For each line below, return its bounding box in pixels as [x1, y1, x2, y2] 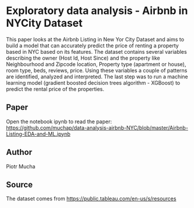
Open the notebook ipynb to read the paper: [6, 118, 112, 125]
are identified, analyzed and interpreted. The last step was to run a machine [6, 73, 188, 80]
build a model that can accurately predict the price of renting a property [6, 42, 179, 49]
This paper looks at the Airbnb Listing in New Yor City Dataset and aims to [6, 36, 185, 43]
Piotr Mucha [6, 162, 36, 170]
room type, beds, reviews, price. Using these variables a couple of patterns [6, 67, 188, 74]
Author [6, 147, 32, 157]
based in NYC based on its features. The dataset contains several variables [6, 48, 187, 55]
